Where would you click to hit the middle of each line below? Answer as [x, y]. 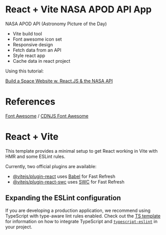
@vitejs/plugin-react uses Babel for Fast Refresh [64, 176]
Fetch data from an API [37, 50]
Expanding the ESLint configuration [63, 198]
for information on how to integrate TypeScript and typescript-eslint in [81, 221]
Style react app [29, 56]
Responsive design [33, 44]
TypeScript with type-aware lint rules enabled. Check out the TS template [83, 216]
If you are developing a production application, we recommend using [78, 210]
